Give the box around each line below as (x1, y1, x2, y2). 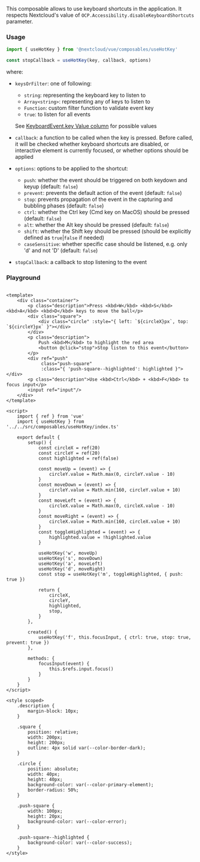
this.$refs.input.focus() (49, 666, 114, 673)
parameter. (6, 18, 34, 25)
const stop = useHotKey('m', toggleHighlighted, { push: (38, 571, 184, 577)
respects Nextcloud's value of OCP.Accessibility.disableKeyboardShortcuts (6, 11, 195, 19)
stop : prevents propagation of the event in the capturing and (23, 195, 173, 203)
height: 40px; (28, 777, 63, 783)
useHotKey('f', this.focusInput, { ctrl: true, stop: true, (38, 635, 192, 641)
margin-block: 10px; (28, 708, 79, 715)
